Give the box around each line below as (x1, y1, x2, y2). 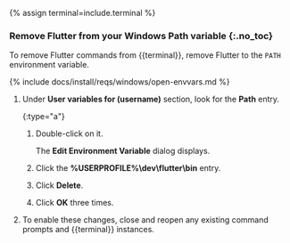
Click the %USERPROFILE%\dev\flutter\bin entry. (35, 163, 221, 174)
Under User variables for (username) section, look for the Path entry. (21, 93, 279, 105)
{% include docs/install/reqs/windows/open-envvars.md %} (9, 77, 230, 87)
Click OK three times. (35, 198, 114, 208)
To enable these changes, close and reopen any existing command (21, 215, 269, 225)
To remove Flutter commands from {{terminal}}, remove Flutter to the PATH (9, 50, 281, 61)
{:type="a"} (21, 111, 65, 122)
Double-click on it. (35, 128, 104, 139)
